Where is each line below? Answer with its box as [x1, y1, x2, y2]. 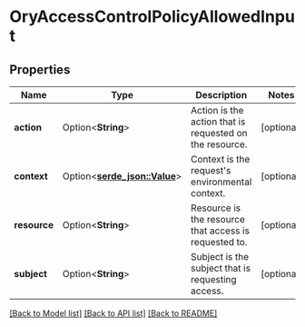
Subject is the [190, 251, 250, 263]
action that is [190, 115, 246, 128]
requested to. [190, 236, 248, 248]
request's [190, 164, 231, 176]
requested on [190, 127, 248, 139]
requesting [190, 273, 238, 285]
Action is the [190, 104, 244, 116]
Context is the [190, 153, 251, 165]
